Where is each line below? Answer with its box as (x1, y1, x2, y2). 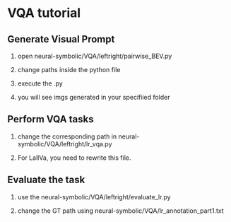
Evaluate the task (7, 174, 85, 186)
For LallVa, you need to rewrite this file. (17, 153, 132, 162)
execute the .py (17, 79, 64, 88)
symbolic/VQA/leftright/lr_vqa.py (17, 139, 112, 148)
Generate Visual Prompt (7, 33, 115, 45)
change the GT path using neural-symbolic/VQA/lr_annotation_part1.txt (17, 206, 224, 215)
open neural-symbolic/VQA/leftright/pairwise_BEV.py (17, 52, 172, 60)
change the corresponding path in (17, 132, 117, 141)
